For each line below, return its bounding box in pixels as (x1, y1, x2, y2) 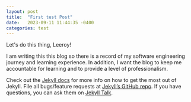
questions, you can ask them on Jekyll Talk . (6, 89, 113, 96)
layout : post (6, 8, 39, 15)
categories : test (6, 25, 49, 31)
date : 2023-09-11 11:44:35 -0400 (6, 19, 94, 25)
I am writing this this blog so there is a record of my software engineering (6, 52, 186, 60)
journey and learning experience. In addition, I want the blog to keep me (6, 59, 182, 66)
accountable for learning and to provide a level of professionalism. (6, 65, 168, 73)
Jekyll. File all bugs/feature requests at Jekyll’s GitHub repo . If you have (6, 83, 182, 90)
